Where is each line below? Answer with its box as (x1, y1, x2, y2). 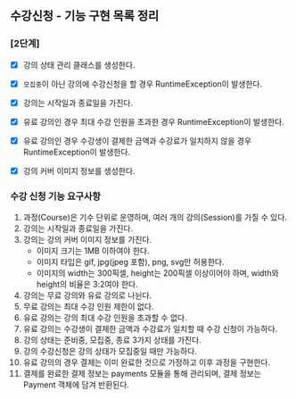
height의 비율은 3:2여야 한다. (36, 279, 138, 290)
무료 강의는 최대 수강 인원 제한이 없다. (22, 302, 154, 312)
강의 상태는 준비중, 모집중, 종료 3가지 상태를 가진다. (22, 335, 201, 345)
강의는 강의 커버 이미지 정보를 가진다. (22, 235, 152, 245)
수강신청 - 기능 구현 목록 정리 (10, 8, 160, 24)
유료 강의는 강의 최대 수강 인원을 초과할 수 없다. (22, 312, 187, 323)
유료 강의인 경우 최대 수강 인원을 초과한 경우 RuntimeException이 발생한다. (22, 116, 284, 127)
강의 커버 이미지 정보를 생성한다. (22, 166, 136, 176)
